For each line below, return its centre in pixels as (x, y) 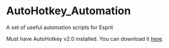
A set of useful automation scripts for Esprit (60, 27)
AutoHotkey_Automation (69, 11)
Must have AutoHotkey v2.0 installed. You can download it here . (85, 39)
